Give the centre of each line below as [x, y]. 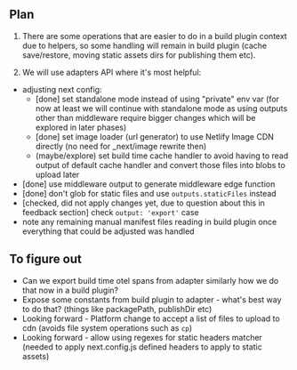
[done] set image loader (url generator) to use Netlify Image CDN [154, 136]
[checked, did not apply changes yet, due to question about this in [143, 203]
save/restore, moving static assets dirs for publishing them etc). [139, 55]
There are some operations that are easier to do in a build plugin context [154, 36]
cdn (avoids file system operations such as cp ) [107, 327]
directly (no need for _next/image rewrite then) [121, 146]
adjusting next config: [62, 89]
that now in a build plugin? [70, 290]
